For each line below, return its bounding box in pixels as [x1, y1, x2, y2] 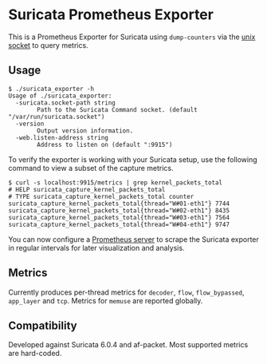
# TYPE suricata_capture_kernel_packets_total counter [8, 192, 194, 200]
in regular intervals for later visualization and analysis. [8, 243, 185, 252]
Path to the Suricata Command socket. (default [37, 105, 198, 113]
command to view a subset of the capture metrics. [8, 163, 174, 172]
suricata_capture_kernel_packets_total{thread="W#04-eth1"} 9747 [8, 220, 230, 228]
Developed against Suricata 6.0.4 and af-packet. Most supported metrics [8, 340, 249, 350]
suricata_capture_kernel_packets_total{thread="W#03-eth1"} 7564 [8, 213, 230, 221]
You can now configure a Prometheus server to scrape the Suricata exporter [8, 234, 259, 244]
